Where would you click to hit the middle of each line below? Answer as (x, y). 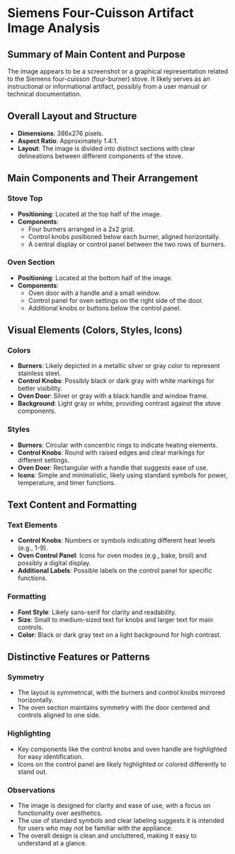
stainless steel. (39, 373)
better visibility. (40, 389)
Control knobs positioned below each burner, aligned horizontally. (124, 236)
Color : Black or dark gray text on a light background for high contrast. (119, 634)
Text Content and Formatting (72, 505)
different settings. (43, 460)
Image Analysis (54, 28)
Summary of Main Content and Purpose (97, 54)
